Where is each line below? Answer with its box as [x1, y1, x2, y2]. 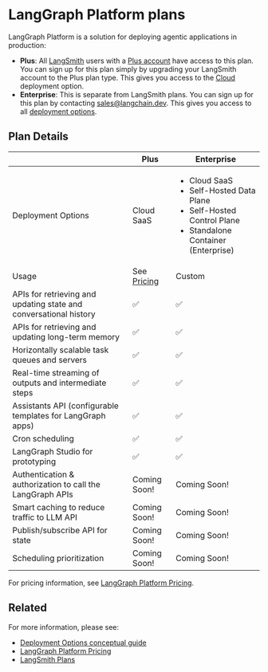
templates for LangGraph [12, 410, 106, 421]
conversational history [12, 308, 96, 320]
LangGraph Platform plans [8, 6, 186, 24]
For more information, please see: [8, 622, 120, 631]
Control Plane [188, 214, 241, 226]
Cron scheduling [12, 433, 74, 444]
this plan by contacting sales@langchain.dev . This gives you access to [19, 98, 252, 108]
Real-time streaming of [12, 367, 100, 378]
